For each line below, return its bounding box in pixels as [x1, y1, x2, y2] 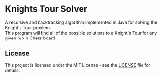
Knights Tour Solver [5, 3, 88, 15]
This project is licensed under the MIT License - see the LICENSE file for [5, 62, 150, 68]
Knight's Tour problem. [5, 24, 51, 30]
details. [5, 67, 20, 73]
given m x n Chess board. [5, 35, 57, 41]
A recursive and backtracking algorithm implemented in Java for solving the [5, 19, 158, 25]
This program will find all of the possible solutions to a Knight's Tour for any [5, 30, 157, 36]
